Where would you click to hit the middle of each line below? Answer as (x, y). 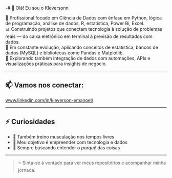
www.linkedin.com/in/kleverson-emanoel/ (49, 100)
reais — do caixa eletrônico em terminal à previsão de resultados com (79, 36)
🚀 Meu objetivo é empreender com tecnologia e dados (70, 142)
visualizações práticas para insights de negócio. (56, 64)
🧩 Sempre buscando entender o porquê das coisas (66, 147)
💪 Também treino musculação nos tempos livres (63, 136)
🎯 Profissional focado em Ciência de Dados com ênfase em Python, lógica (84, 18)
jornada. (27, 170)
